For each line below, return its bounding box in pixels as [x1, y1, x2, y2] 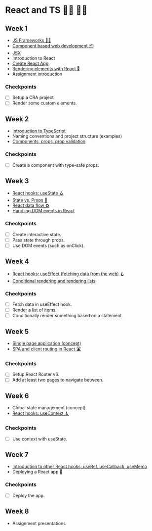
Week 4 [5, 257, 30, 266]
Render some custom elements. [12, 100, 77, 106]
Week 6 [5, 391, 29, 400]
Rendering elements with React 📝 [12, 66, 80, 71]
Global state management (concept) [12, 405, 86, 411]
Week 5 [5, 327, 29, 336]
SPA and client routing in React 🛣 [12, 346, 81, 352]
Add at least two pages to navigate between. [12, 377, 104, 383]
